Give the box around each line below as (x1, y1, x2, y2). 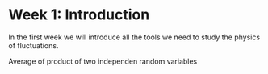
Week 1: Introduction (8, 6, 150, 24)
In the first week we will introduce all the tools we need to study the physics (8, 32, 261, 42)
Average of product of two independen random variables (8, 56, 198, 66)
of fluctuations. (8, 40, 59, 50)
